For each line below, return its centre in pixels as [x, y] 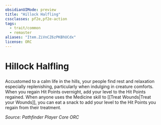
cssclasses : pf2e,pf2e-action [36, 19]
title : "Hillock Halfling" [33, 14]
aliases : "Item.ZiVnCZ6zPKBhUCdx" [41, 38]
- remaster [21, 33]
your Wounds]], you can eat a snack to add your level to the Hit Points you [81, 102]
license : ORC [19, 42]
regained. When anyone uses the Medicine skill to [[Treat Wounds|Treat [78, 97]
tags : [11, 23]
